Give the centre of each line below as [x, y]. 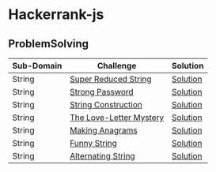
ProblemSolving [49, 44]
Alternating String [103, 156]
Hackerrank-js [56, 15]
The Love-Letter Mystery [117, 118]
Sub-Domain [37, 66]
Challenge [117, 66]
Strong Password [102, 92]
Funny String [93, 143]
